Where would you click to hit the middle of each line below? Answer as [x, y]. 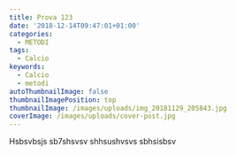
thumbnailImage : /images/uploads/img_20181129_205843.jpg [118, 108]
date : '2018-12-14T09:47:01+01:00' [75, 26]
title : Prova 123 [41, 17]
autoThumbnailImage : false [59, 91]
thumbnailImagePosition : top [63, 100]
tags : [19, 50]
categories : [31, 34]
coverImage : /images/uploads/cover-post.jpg [92, 116]
